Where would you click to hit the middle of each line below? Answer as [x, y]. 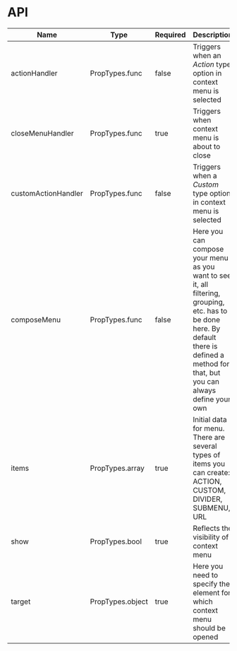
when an [207, 55]
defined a [208, 355]
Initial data [210, 419]
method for [211, 363]
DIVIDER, [208, 499]
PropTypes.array [117, 468]
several [205, 446]
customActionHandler [47, 193]
